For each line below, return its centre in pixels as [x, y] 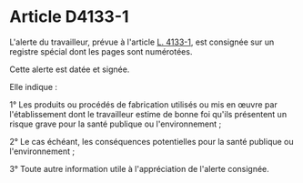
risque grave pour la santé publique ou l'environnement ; [116, 124]
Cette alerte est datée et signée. [70, 69]
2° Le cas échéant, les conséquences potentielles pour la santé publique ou [151, 141]
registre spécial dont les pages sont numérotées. [101, 51]
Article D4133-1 [69, 17]
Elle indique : [33, 86]
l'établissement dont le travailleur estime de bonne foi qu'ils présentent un [148, 114]
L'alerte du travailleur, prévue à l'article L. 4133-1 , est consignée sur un [142, 42]
